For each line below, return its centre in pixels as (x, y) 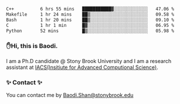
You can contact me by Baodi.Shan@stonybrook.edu (70, 95)
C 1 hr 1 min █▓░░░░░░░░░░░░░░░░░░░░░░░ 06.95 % (90, 25)
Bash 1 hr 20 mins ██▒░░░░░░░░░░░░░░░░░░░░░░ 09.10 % (90, 20)
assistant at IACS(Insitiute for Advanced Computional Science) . (82, 67)
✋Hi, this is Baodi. (32, 46)
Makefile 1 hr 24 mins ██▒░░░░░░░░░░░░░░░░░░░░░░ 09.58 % (90, 14)
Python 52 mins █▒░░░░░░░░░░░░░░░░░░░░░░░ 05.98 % (90, 31)
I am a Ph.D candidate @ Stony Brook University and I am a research (89, 61)
